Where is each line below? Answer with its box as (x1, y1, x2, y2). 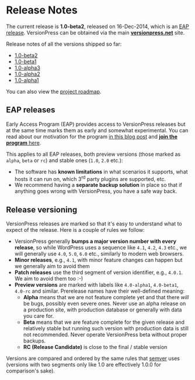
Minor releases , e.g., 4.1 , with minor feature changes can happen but (14, 256, 183, 263)
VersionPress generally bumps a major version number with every (14, 238, 177, 245)
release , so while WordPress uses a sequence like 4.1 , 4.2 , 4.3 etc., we (14, 244, 187, 251)
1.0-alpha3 (14, 64, 41, 71)
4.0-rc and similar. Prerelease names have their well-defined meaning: (14, 287, 185, 295)
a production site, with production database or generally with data (23, 306, 182, 313)
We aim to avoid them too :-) (14, 275, 83, 282)
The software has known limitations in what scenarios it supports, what (14, 168, 188, 175)
